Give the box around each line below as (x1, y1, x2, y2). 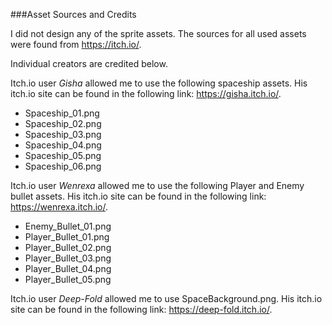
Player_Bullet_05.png (24, 274, 112, 285)
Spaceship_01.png (24, 107, 100, 119)
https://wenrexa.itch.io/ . (10, 201, 109, 213)
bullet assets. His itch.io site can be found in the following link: (10, 190, 267, 202)
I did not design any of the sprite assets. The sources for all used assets (10, 28, 307, 39)
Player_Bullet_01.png (24, 231, 110, 243)
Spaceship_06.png (24, 160, 102, 172)
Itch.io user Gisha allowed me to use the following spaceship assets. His (10, 77, 308, 89)
